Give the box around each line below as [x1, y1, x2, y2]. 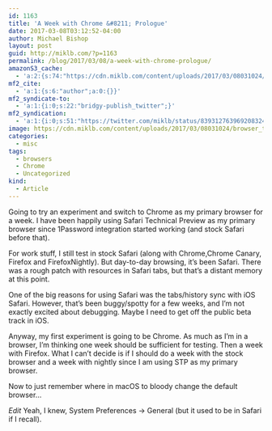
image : [8, 125, 31, 133]
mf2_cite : [8, 79, 42, 87]
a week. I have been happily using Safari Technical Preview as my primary [8, 215, 256, 225]
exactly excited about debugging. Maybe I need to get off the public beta [8, 306, 252, 316]
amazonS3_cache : [8, 65, 63, 73]
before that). [8, 232, 50, 243]
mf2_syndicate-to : [8, 95, 70, 103]
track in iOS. [8, 315, 50, 325]
